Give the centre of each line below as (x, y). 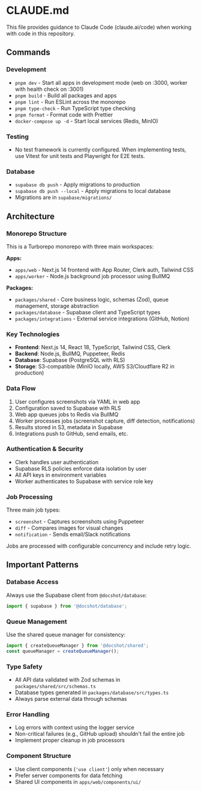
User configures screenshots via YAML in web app (77, 402)
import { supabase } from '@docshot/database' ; (67, 606)
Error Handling (28, 714)
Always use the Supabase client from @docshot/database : (76, 595)
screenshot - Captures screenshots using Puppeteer (79, 522)
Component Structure (39, 756)
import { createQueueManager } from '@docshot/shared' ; (77, 646)
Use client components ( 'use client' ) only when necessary (89, 769)
